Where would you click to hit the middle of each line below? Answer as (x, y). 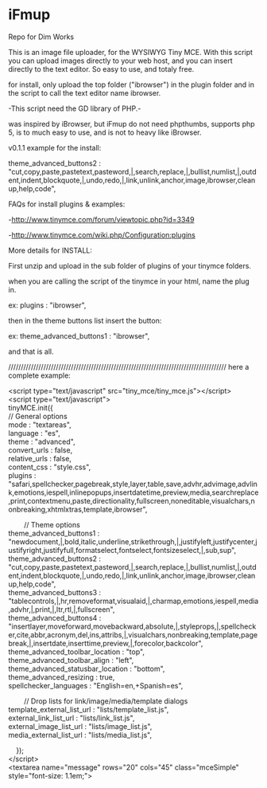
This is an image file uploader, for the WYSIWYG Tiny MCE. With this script (130, 52)
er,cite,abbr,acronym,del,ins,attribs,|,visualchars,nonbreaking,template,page (133, 634)
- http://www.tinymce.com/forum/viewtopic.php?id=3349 (101, 219)
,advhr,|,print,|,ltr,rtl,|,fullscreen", (62, 609)
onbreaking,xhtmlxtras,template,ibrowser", (78, 509)
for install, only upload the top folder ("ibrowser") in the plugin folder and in (131, 84)
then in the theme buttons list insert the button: (85, 320)
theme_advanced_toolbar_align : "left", (71, 660)
